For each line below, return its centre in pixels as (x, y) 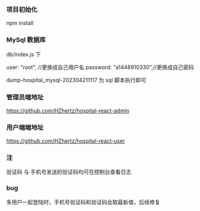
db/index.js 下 (24, 54)
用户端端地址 (25, 127)
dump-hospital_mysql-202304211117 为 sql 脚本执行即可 (76, 80)
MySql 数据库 (26, 40)
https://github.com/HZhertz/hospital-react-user (66, 141)
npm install (20, 23)
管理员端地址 (25, 97)
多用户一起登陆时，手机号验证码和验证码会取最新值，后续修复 (83, 202)
